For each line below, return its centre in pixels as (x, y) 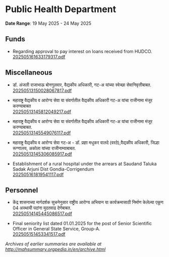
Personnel (22, 190)
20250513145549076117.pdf (42, 133)
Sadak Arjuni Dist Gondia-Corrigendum (53, 169)
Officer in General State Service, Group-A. (56, 229)
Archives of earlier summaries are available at (53, 244)
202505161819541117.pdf (38, 174)
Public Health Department (61, 9)
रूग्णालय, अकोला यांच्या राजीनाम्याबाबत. (44, 148)
